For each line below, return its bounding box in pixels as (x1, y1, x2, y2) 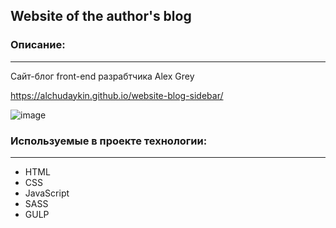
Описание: (10, 38, 66, 52)
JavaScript (24, 187, 70, 199)
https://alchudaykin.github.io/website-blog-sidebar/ (10, 89, 224, 101)
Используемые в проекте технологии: (10, 134, 208, 148)
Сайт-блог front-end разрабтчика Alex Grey (10, 70, 195, 82)
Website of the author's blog (10, 8, 192, 25)
